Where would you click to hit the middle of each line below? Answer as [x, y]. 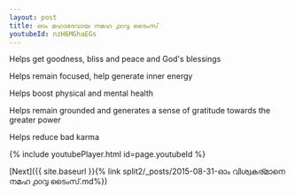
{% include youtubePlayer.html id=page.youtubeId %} [108, 154]
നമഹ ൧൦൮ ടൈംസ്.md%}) [58, 182]
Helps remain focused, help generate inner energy [101, 76]
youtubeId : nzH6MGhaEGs [53, 34]
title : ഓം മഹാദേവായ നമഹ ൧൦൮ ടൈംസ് [84, 26]
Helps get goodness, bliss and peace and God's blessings [115, 59]
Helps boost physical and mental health [81, 93]
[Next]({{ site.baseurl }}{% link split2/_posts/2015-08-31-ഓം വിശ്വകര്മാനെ [147, 172]
